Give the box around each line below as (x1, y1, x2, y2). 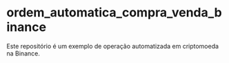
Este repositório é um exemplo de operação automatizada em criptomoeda (6, 42, 219, 50)
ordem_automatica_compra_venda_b (6, 5, 222, 21)
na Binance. (6, 49, 41, 58)
